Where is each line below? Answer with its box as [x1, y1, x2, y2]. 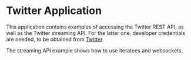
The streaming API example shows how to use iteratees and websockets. [6, 47, 183, 54]
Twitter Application [6, 4, 102, 17]
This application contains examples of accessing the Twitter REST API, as [6, 23, 184, 30]
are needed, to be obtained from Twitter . [6, 36, 104, 43]
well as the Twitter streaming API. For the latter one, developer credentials [6, 29, 186, 36]
